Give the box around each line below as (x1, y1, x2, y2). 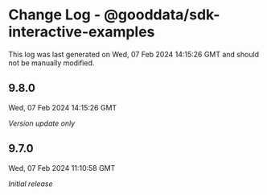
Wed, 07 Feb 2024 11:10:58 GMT (8, 163, 116, 172)
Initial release (8, 179, 53, 189)
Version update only (8, 118, 76, 128)
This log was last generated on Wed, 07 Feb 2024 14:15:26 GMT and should (8, 49, 260, 59)
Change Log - (8, 6, 101, 24)
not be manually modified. (8, 58, 95, 68)
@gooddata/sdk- (103, 6, 220, 24)
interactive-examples (8, 23, 155, 41)
